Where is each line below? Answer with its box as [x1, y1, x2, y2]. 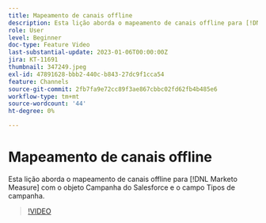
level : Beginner [8, 33, 62, 42]
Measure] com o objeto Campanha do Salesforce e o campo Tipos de [8, 183, 236, 192]
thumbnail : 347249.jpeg [8, 63, 87, 71]
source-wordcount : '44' [8, 100, 87, 108]
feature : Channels [8, 77, 69, 85]
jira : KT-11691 [8, 56, 59, 64]
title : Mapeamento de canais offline [8, 11, 133, 20]
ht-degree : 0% [8, 108, 55, 115]
